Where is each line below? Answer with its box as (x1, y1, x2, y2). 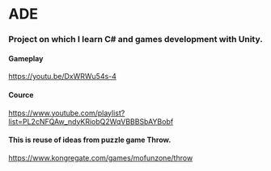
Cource (8, 90, 34, 99)
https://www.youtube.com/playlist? (8, 108, 125, 118)
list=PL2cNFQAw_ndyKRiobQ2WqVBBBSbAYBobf (8, 116, 174, 126)
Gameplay (8, 53, 44, 63)
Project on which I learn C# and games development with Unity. (8, 34, 263, 45)
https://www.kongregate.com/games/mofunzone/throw (8, 152, 193, 162)
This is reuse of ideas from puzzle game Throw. (8, 135, 171, 145)
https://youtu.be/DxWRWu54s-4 (8, 72, 117, 81)
